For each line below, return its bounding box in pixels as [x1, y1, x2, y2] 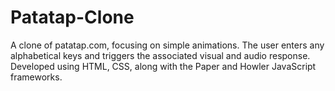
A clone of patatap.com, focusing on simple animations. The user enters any [10, 39, 325, 51]
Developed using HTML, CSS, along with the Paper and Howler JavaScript [10, 60, 317, 72]
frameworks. [10, 71, 63, 83]
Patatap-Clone [10, 6, 135, 29]
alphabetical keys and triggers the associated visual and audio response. [10, 49, 311, 61]
